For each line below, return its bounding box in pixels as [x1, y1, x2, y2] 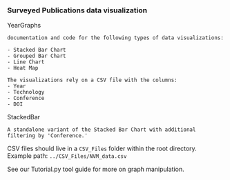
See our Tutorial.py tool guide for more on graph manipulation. [7, 165, 184, 174]
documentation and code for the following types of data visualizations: [7, 34, 224, 41]
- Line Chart [7, 59, 45, 66]
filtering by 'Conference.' [7, 132, 88, 139]
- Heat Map [7, 65, 39, 72]
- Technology [7, 89, 45, 96]
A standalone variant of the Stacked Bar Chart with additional [7, 126, 196, 133]
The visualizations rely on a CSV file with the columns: [7, 77, 178, 84]
